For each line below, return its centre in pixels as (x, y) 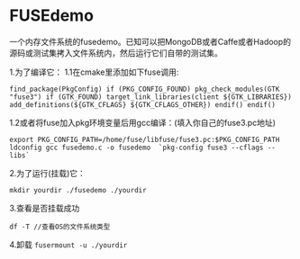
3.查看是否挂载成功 (45, 208)
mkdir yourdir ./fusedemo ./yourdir (78, 190)
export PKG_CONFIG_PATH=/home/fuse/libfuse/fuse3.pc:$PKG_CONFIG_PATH (145, 139)
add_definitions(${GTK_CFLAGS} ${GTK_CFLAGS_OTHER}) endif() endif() (143, 104)
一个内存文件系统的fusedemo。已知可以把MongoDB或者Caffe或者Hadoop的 (150, 41)
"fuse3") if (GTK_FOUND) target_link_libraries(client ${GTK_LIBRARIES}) (151, 97)
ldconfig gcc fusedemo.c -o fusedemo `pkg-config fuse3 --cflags (136, 147)
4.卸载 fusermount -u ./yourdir (68, 245)
